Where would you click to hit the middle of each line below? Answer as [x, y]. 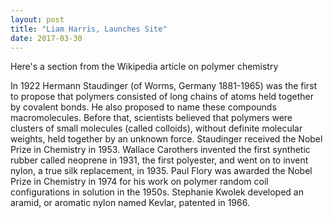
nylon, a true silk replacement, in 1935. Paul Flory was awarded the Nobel [161, 171]
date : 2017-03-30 [46, 38]
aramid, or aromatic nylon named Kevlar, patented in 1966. [130, 203]
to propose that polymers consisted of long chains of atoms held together [162, 97]
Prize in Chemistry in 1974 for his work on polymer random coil [139, 182]
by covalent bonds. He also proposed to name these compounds [143, 107]
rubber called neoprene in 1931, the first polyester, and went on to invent [159, 160]
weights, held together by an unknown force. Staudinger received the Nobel [166, 139]
